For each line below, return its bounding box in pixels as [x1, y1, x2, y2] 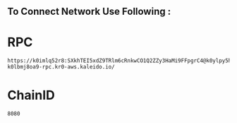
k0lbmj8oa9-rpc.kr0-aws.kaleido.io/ [7, 64, 115, 71]
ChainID [7, 87, 55, 103]
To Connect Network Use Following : [7, 6, 171, 18]
